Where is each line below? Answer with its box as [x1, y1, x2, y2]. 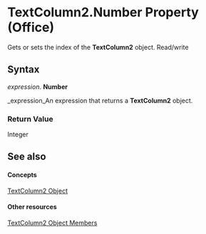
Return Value [7, 114, 53, 124]
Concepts [7, 171, 37, 179]
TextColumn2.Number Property [7, 4, 200, 21]
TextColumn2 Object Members [7, 218, 98, 227]
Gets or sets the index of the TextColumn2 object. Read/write [7, 43, 189, 51]
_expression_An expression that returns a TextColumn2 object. [7, 96, 193, 105]
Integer [7, 130, 29, 139]
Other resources [7, 203, 57, 211]
